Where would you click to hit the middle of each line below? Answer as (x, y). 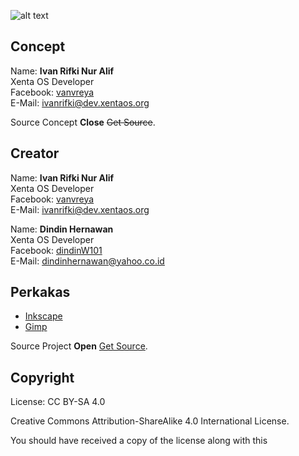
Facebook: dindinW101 (56, 250)
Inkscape (43, 316)
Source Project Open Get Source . (79, 346)
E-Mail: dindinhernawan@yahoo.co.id (87, 261)
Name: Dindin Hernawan (62, 229)
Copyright (42, 377)
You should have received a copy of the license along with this (139, 441)
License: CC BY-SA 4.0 (58, 402)
